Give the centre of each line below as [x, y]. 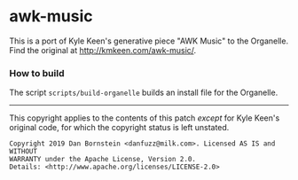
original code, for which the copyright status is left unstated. [119, 128]
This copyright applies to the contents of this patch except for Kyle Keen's [145, 118]
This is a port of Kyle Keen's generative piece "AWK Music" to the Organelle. [149, 41]
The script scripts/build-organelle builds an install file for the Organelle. [144, 93]
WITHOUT [24, 152]
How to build [37, 73]
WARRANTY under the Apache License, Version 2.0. [103, 160]
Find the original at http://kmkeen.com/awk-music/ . [103, 50]
